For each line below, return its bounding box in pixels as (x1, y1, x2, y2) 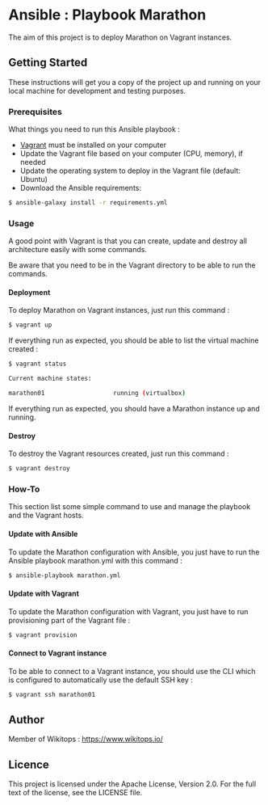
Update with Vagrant (8, 588, 79, 598)
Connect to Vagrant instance (8, 648, 107, 658)
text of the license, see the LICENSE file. (8, 788, 143, 798)
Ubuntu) (19, 175, 48, 184)
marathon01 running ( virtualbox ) (8, 390, 186, 398)
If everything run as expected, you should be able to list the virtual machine (8, 335, 259, 345)
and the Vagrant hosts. (8, 511, 84, 521)
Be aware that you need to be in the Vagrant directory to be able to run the (8, 260, 256, 270)
